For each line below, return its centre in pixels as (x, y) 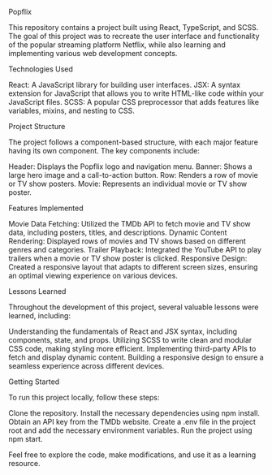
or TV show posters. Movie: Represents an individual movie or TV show (128, 184)
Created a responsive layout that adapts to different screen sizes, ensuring (133, 267)
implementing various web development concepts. (93, 53)
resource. (24, 463)
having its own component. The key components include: (104, 151)
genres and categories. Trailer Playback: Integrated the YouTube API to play (135, 250)
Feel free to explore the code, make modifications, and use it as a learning (132, 455)
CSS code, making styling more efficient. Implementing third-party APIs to (132, 349)
